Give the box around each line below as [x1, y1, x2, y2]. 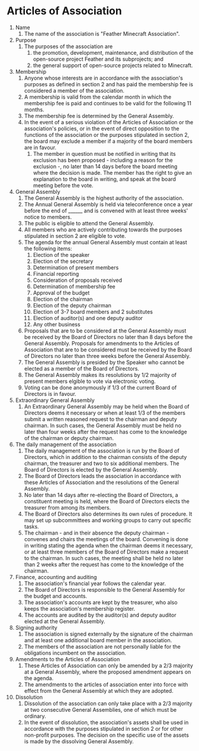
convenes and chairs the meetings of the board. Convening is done [24, 535, 189, 542]
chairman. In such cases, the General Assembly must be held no [24, 422, 182, 429]
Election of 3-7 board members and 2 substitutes [33, 308, 153, 315]
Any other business [33, 320, 81, 328]
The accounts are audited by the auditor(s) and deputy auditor [24, 611, 176, 618]
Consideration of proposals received [33, 276, 123, 284]
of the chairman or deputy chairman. [24, 434, 114, 441]
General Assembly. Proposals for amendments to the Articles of [24, 340, 179, 347]
